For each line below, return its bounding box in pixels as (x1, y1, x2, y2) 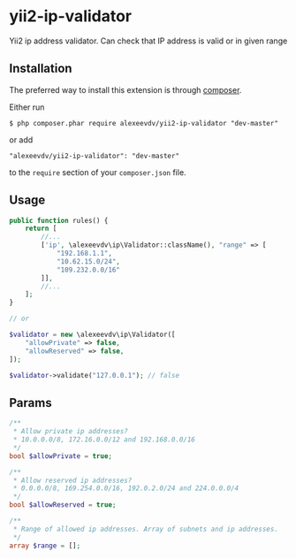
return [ (25, 224, 57, 234)
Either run (9, 102, 45, 112)
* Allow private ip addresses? (12, 427, 128, 436)
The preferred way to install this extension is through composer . (9, 84, 242, 95)
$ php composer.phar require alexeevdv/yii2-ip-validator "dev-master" (9, 119, 278, 127)
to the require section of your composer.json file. (9, 166, 187, 178)
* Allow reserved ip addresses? (12, 476, 133, 485)
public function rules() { (9, 216, 109, 225)
